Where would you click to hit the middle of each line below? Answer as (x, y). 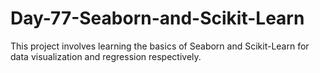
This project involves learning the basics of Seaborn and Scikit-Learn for (160, 46)
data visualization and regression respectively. (106, 56)
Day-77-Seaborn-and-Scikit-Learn (157, 18)
